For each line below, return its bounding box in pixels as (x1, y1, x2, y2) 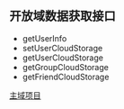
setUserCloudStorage (22, 42, 103, 53)
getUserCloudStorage (22, 52, 103, 63)
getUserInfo (22, 32, 67, 43)
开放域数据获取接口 (9, 8, 116, 24)
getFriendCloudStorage (22, 71, 110, 82)
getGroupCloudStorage (22, 61, 110, 72)
